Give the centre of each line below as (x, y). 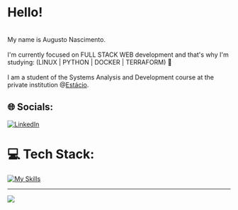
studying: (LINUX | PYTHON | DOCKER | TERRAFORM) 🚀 (90, 62)
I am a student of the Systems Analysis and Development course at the (111, 77)
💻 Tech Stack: (51, 154)
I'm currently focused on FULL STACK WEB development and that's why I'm (118, 55)
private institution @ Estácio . (48, 84)
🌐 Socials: (30, 107)
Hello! (25, 12)
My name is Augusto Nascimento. (57, 39)
